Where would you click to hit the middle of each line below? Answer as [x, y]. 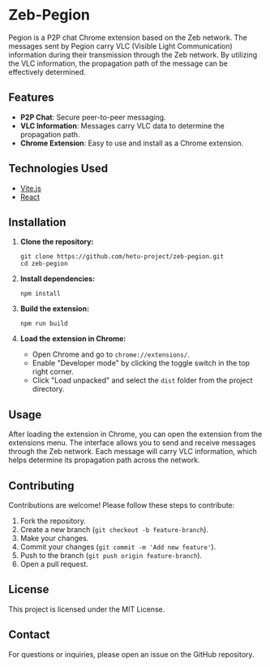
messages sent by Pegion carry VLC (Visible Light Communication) [120, 45]
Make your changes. [54, 538]
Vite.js [31, 188]
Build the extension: [55, 309]
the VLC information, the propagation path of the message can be [118, 63]
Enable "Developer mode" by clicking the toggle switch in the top [141, 363]
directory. [48, 389]
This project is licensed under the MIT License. [87, 609]
